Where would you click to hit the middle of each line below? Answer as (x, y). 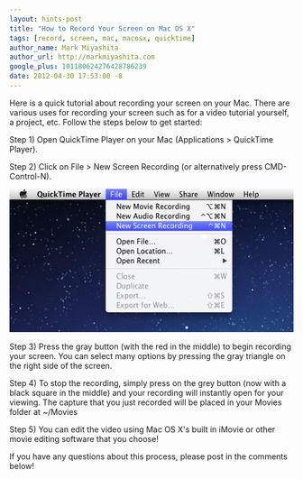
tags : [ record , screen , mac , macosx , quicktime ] (102, 38)
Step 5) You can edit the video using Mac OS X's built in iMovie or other (142, 429)
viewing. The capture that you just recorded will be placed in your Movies (146, 402)
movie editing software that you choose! (84, 439)
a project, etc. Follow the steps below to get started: (106, 122)
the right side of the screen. (61, 366)
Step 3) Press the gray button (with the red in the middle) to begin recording (150, 346)
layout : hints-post (46, 19)
